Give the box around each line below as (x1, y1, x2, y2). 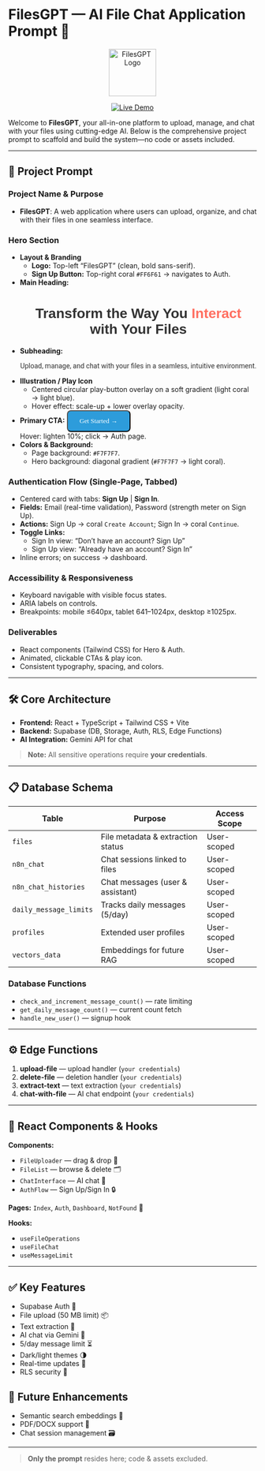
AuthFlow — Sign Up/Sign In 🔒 (19, 1185, 117, 1194)
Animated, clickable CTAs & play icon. (19, 653, 144, 663)
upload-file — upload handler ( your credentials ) (19, 1064, 181, 1073)
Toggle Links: (19, 528, 65, 537)
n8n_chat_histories (12, 883, 85, 892)
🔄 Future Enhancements (8, 1390, 129, 1403)
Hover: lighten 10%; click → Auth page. (19, 431, 147, 441)
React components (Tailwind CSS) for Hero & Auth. (19, 644, 185, 654)
